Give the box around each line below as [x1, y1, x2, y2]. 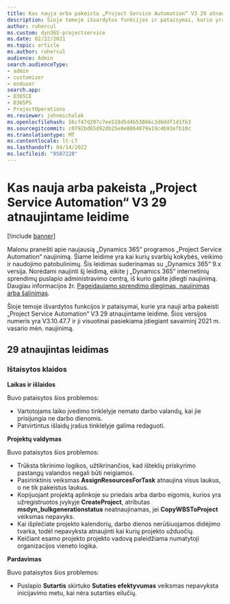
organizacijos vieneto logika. [16, 542, 98, 550]
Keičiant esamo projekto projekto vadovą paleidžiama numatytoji [16, 534, 200, 542]
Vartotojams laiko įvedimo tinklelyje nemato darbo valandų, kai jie [16, 406, 201, 415]
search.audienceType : [7, 61, 69, 68]
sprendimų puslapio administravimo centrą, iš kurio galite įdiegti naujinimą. [7, 274, 218, 282]
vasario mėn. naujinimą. [7, 324, 74, 332]
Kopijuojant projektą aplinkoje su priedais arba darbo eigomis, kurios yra [16, 490, 221, 498]
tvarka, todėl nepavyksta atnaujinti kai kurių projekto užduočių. [16, 526, 194, 535]
